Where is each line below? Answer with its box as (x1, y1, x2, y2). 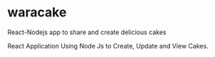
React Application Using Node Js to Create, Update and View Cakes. (7, 41, 209, 50)
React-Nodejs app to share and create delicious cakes (7, 28, 167, 36)
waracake (7, 4, 67, 21)
